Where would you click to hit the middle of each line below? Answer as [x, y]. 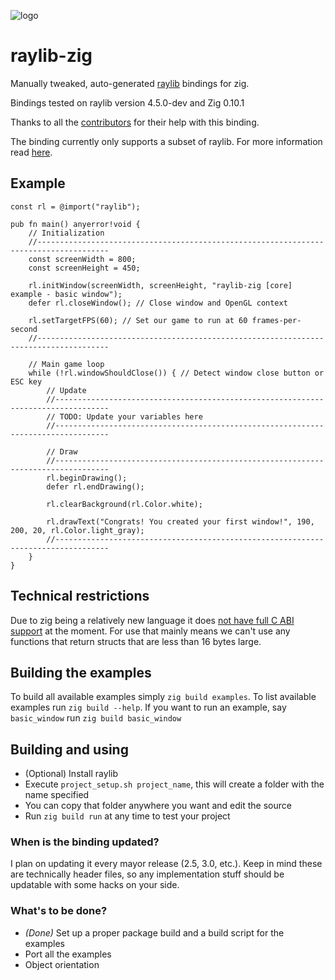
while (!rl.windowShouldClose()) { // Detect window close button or [176, 373]
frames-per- [276, 320]
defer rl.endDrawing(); [95, 486]
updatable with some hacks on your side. [95, 885]
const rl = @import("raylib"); [75, 206]
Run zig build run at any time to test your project [127, 816]
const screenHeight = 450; [84, 268]
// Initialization [66, 233]
